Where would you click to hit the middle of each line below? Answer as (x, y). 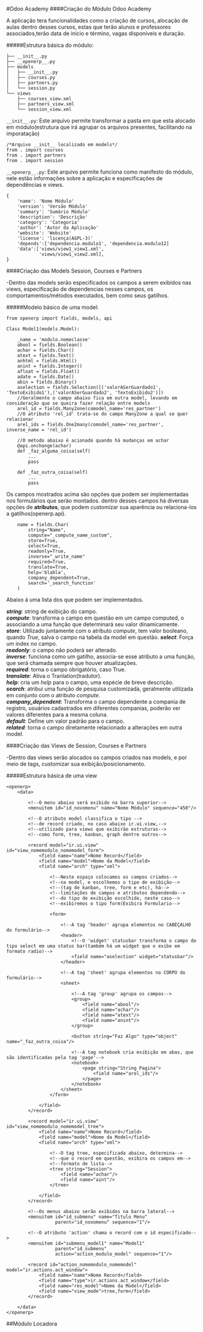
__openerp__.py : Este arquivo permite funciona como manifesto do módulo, (100, 172)
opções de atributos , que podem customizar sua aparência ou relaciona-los (101, 507)
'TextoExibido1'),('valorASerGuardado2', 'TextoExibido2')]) (85, 393)
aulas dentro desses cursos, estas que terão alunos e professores (89, 27)
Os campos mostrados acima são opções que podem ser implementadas (98, 494)
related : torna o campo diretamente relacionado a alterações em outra (95, 727)
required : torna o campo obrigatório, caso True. (66, 669)
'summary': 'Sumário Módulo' (54, 212)
